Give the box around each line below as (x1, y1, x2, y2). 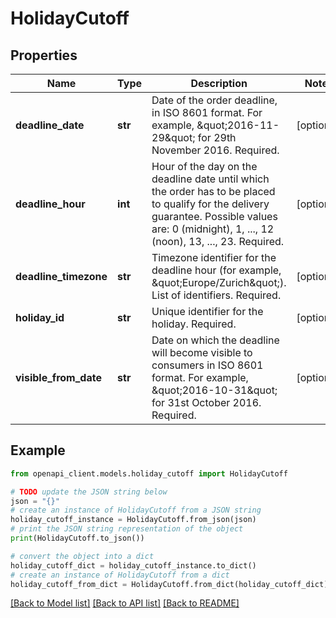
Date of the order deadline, (151, 93, 278, 107)
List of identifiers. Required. (151, 288, 282, 302)
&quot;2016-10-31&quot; (151, 383, 278, 397)
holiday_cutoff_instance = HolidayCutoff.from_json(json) (10, 515, 257, 525)
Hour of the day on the (151, 160, 258, 173)
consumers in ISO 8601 (151, 358, 264, 372)
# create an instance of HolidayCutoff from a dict (10, 570, 230, 580)
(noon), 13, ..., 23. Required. (151, 235, 285, 248)
